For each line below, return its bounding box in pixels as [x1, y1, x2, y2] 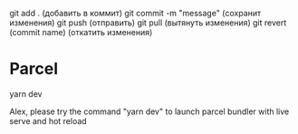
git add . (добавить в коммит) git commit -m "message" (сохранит [9, 8, 262, 18]
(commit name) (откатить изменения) [9, 27, 153, 37]
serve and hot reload [9, 115, 88, 126]
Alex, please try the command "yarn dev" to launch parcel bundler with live [9, 106, 290, 117]
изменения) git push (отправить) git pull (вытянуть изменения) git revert [9, 17, 287, 28]
